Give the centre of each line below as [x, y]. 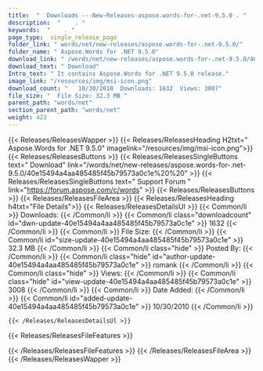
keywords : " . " [42, 30]
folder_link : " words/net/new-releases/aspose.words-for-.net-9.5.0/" [126, 45]
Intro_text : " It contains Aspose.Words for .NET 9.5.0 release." [119, 74]
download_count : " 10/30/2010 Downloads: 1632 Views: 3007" [115, 88]
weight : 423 [27, 118]
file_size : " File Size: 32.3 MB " [68, 96]
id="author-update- [184, 256]
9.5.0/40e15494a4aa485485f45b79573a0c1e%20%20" [98, 173]
